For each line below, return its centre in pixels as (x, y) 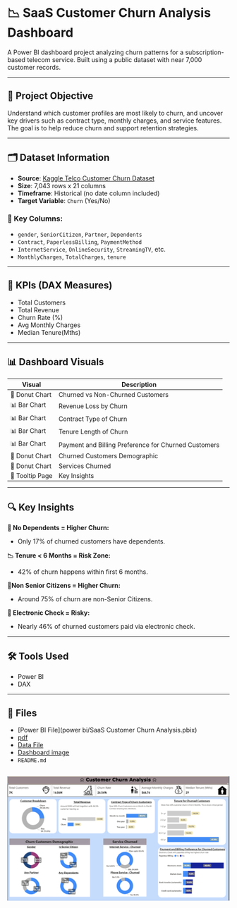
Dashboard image (43, 752)
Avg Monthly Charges (49, 325)
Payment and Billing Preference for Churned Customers (139, 445)
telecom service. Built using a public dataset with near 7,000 (115, 59)
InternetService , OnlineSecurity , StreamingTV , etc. (91, 249)
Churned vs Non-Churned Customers (114, 395)
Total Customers (41, 302)
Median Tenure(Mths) (49, 332)
